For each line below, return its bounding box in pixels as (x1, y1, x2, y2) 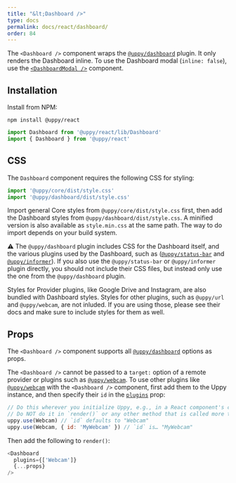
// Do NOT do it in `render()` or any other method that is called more (7, 411, 225, 418)
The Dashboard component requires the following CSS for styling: (7, 173, 195, 182)
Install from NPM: (7, 103, 58, 112)
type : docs (7, 17, 39, 24)
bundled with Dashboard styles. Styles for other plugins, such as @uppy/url (7, 293, 225, 302)
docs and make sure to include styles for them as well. (7, 308, 165, 317)
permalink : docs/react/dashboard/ (7, 23, 109, 30)
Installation (7, 84, 58, 96)
